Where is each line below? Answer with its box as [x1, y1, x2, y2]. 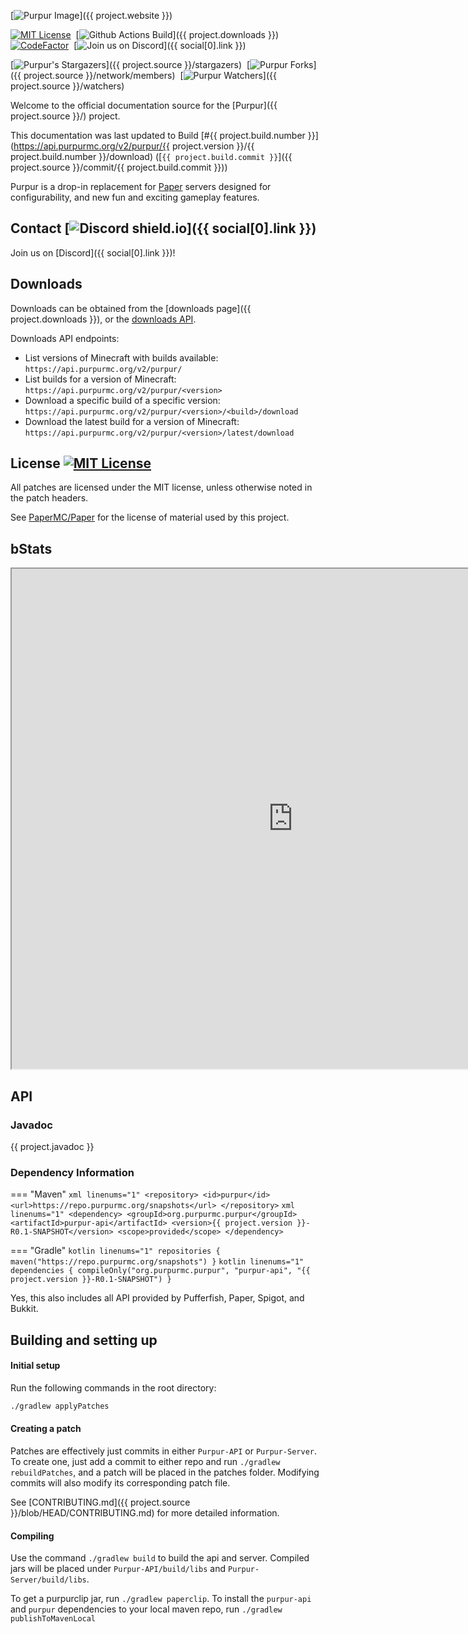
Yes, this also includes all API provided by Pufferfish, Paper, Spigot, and [10, 1292, 305, 1304]
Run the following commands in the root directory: [10, 1381, 217, 1394]
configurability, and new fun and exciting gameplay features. [10, 191, 260, 203]
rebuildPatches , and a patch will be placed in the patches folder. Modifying [10, 1466, 320, 1478]
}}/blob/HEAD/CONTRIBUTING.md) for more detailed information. [10, 1506, 280, 1519]
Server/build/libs [10, 1575, 87, 1585]
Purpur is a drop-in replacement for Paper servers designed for [10, 181, 272, 192]
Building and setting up [10, 1331, 158, 1349]
